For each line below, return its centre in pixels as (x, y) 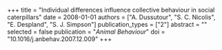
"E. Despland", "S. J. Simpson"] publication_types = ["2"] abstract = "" (107, 24)
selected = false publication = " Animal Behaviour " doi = (86, 32)
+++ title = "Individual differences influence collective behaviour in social (111, 10)
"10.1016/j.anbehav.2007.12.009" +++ (60, 39)
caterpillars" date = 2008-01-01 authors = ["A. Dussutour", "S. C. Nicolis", (111, 17)
